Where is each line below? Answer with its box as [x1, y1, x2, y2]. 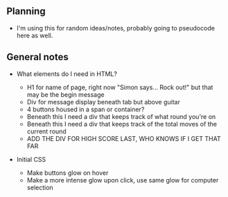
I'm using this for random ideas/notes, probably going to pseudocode [16, 24, 216, 32]
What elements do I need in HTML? [16, 69, 117, 78]
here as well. [16, 31, 53, 39]
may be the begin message [26, 90, 105, 99]
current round [26, 127, 67, 135]
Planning [6, 6, 46, 17]
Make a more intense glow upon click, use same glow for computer [26, 176, 219, 184]
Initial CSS [16, 155, 46, 163]
